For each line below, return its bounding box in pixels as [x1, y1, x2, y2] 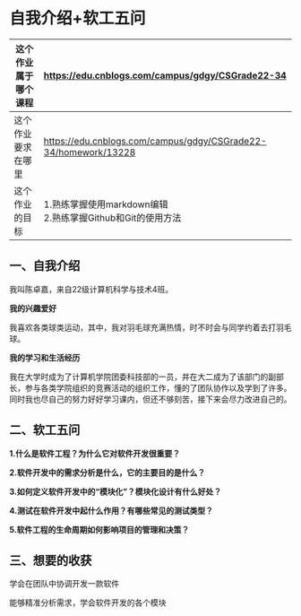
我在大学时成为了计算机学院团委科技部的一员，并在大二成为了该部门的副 [9, 371, 276, 382]
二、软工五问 [9, 422, 81, 438]
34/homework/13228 [43, 145, 136, 158]
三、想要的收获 [9, 552, 92, 568]
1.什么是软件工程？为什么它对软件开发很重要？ [9, 447, 181, 458]
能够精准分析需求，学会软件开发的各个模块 [9, 597, 167, 608]
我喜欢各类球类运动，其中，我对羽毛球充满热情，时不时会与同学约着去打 [9, 322, 276, 333]
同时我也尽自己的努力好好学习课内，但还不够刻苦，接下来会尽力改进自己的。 [9, 394, 292, 404]
